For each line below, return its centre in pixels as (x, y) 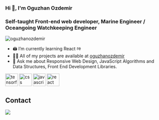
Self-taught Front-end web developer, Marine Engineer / (75, 21)
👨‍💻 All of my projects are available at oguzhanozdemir (68, 56)
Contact (18, 100)
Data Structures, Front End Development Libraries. (65, 67)
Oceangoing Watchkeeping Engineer (51, 28)
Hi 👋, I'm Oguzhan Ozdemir (39, 8)
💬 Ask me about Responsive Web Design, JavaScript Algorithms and (83, 61)
